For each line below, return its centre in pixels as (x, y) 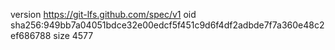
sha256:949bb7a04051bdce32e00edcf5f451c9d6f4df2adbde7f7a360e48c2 (167, 25)
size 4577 (73, 35)
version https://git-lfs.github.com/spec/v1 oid (103, 14)
